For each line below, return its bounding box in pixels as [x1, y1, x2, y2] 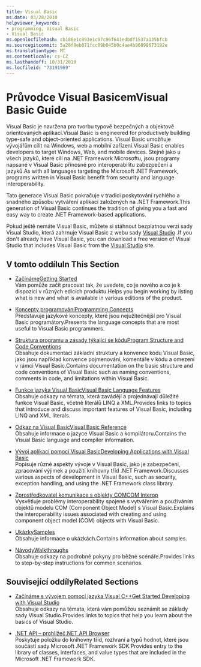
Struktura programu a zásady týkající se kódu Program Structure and [14, 336, 184, 344]
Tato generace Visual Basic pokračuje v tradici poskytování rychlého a [6, 192, 180, 199]
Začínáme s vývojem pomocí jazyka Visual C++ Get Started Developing [14, 592, 190, 600]
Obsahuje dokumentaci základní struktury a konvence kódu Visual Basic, [14, 349, 195, 357]
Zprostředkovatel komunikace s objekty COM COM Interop [14, 491, 158, 498]
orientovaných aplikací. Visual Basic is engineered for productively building [6, 130, 190, 137]
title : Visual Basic [6, 8, 58, 15]
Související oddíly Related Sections [6, 576, 139, 587]
